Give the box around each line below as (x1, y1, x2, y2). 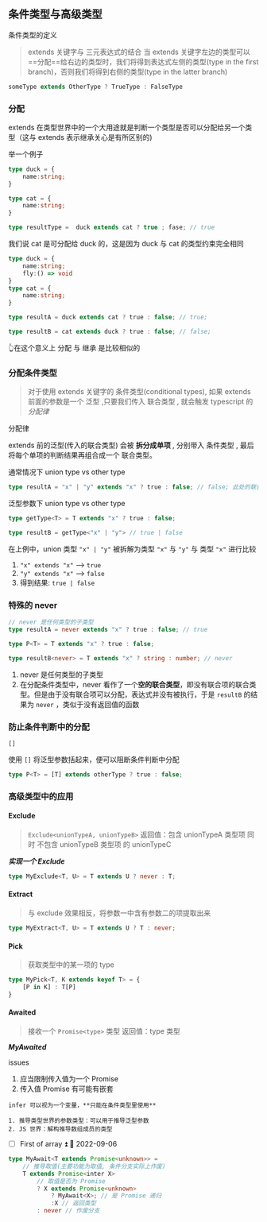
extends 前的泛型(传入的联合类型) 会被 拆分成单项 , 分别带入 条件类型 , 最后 (8, 440, 254, 451)
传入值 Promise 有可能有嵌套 (19, 1084, 114, 1093)
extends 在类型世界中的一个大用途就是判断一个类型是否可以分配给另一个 (8, 122, 246, 132)
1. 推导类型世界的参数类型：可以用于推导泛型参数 (8, 1116, 149, 1124)
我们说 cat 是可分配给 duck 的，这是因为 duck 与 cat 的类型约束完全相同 (8, 239, 244, 249)
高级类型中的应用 (8, 791, 74, 802)
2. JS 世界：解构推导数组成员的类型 (8, 1125, 113, 1133)
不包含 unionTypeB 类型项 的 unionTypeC (37, 840, 172, 849)
